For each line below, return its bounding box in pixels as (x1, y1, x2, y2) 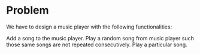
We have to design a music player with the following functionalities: (6, 23, 172, 30)
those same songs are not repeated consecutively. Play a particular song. (6, 41, 187, 48)
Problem (6, 4, 49, 17)
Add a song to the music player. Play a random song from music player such (6, 34, 195, 42)
